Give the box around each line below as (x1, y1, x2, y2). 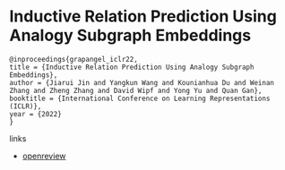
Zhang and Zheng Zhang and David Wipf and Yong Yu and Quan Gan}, (9, 86, 263, 95)
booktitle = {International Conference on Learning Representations (9, 94, 271, 103)
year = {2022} (9, 109, 63, 118)
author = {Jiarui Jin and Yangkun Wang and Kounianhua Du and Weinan (9, 78, 275, 87)
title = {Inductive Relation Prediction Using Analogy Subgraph (9, 63, 255, 72)
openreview (22, 150, 66, 161)
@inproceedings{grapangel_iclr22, (9, 55, 139, 64)
